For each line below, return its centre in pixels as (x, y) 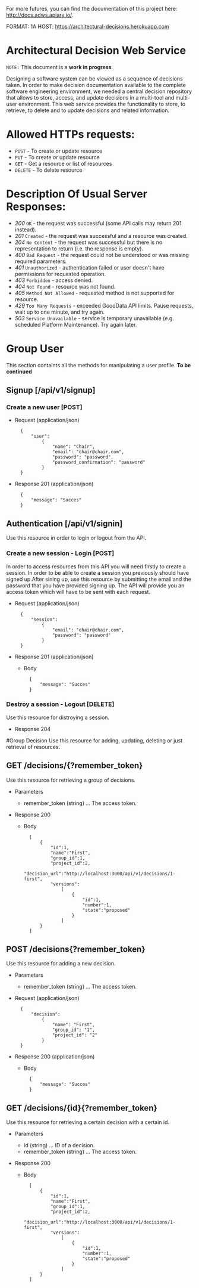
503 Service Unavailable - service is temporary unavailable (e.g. (94, 318)
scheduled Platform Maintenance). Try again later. (76, 324)
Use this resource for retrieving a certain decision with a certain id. (88, 1122)
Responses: (36, 207)
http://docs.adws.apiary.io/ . (40, 15)
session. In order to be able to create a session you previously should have (97, 572)
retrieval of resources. (33, 747)
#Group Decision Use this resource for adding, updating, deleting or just (94, 740)
